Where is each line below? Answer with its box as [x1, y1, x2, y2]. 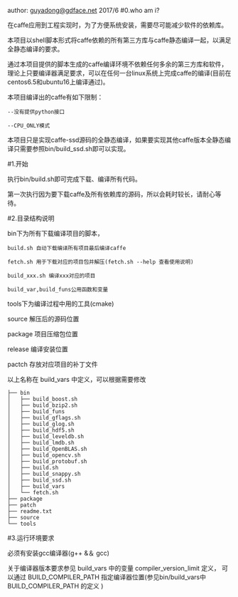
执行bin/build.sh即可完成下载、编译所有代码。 [7, 175, 142, 183]
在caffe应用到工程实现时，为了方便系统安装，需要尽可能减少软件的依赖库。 [7, 21, 228, 29]
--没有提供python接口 [7, 108, 65, 115]
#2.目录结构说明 [7, 214, 55, 222]
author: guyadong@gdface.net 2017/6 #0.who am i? [7, 6, 160, 14]
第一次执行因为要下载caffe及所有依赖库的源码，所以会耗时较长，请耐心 [7, 190, 215, 198]
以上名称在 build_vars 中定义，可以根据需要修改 [7, 375, 146, 383]
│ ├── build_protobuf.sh [7, 458, 87, 465]
